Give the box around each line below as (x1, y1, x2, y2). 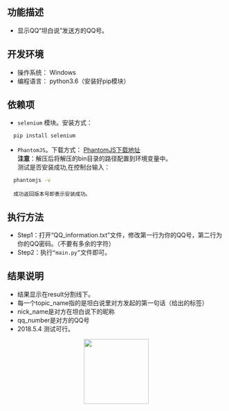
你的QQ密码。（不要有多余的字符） (17, 239, 116, 248)
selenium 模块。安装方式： (17, 118, 93, 127)
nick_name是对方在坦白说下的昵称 (17, 307, 116, 316)
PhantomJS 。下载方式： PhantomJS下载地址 (17, 146, 140, 154)
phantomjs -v (13, 177, 51, 184)
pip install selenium (13, 132, 76, 140)
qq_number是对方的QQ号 (17, 316, 90, 324)
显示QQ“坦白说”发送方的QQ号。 (17, 26, 109, 35)
